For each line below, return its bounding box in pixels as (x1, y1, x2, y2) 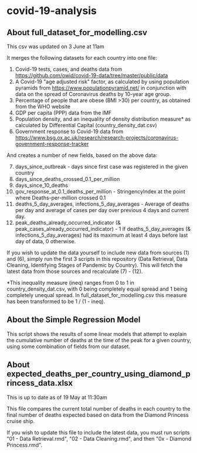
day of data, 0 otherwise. (15, 238, 76, 244)
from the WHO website (15, 103, 71, 110)
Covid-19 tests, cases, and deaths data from (15, 66, 123, 73)
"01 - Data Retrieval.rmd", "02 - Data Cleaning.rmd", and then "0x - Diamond (6, 435, 192, 442)
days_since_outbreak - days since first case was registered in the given (15, 163, 188, 170)
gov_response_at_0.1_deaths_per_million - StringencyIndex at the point (15, 188, 185, 195)
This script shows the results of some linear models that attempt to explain (6, 330, 187, 338)
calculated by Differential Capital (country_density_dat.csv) (15, 122, 157, 128)
